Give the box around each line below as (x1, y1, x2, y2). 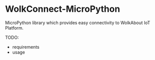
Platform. (5, 25, 24, 30)
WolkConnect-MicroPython (5, 3, 121, 15)
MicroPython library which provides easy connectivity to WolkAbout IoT (5, 20, 151, 26)
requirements (12, 44, 39, 50)
